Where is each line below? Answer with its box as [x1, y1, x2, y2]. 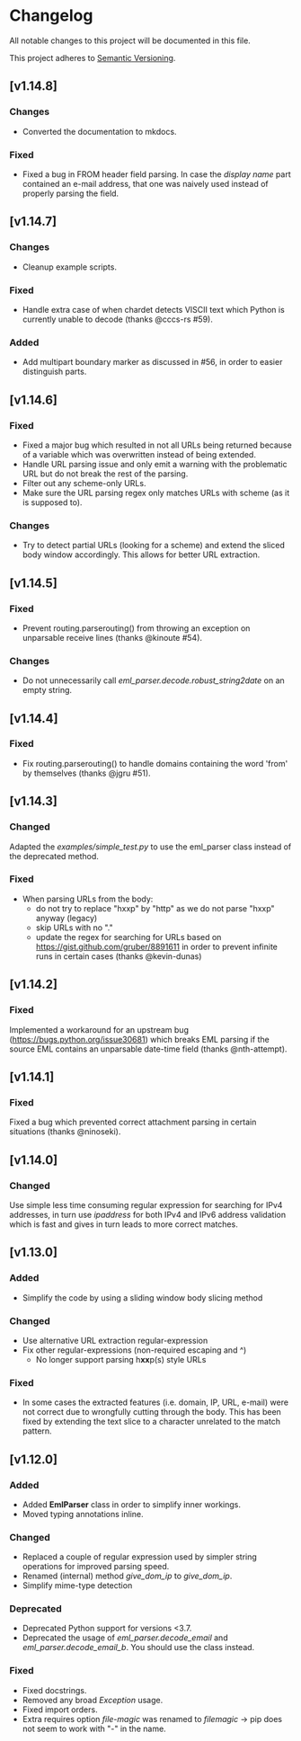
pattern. [22, 1426, 52, 1436]
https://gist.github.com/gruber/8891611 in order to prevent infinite [35, 941, 279, 952]
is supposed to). [22, 496, 83, 508]
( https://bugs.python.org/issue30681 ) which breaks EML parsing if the [9, 1034, 270, 1044]
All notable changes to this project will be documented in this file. [9, 35, 252, 46]
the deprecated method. [9, 850, 99, 861]
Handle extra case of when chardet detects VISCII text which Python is [22, 304, 285, 315]
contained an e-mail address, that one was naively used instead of [22, 178, 270, 189]
